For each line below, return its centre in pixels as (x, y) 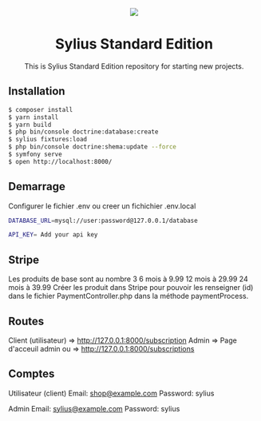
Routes (26, 321)
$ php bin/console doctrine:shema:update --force (93, 147)
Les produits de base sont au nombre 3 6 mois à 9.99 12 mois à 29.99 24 (129, 279)
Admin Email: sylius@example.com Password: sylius (94, 408)
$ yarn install (34, 117)
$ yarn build (30, 125)
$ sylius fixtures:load (48, 140)
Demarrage (37, 187)
